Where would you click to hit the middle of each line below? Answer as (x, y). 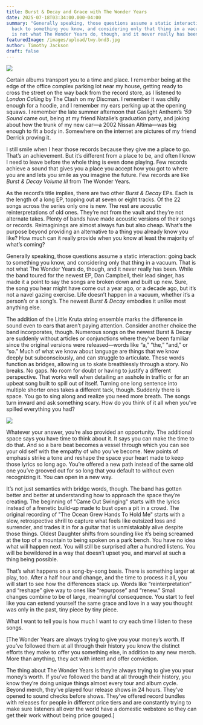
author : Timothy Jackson (37, 46)
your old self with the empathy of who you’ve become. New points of (92, 451)
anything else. (24, 307)
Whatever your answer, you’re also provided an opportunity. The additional (99, 432)
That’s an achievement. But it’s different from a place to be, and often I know (101, 155)
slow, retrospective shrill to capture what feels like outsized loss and (91, 521)
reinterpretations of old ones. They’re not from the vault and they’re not (95, 212)
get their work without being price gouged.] (60, 715)
